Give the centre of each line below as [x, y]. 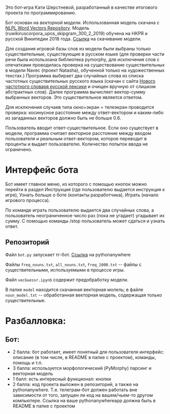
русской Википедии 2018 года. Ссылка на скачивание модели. [74, 39]
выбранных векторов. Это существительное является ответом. [74, 97]
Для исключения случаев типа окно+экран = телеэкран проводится [80, 107]
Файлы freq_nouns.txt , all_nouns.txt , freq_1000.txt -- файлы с [74, 264]
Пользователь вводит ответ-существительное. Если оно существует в [82, 128]
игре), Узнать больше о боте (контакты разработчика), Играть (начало [82, 195]
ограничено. [19, 149]
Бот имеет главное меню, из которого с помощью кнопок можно [76, 184]
